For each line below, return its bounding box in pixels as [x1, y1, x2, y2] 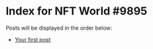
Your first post [14, 36, 51, 43]
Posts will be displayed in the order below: [6, 24, 113, 31]
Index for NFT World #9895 [6, 4, 147, 18]
